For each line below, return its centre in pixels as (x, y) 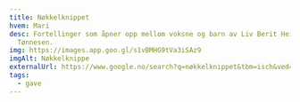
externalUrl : (33, 67)
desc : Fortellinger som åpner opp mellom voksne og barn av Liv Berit (143, 34)
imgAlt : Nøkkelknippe (50, 59)
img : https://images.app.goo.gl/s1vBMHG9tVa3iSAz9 (105, 51)
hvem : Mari (29, 26)
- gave (29, 83)
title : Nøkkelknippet (50, 17)
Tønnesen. (35, 42)
